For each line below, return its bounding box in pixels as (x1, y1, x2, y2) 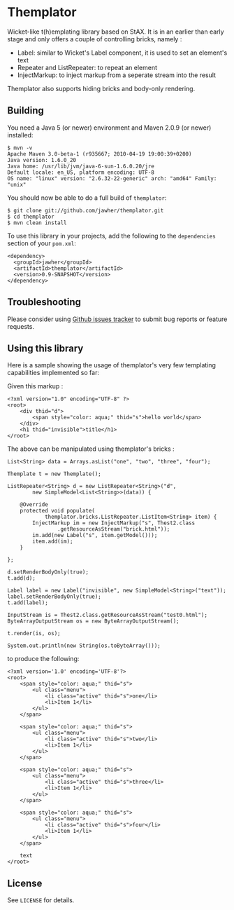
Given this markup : (7, 382, 64, 391)
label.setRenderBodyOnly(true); (7, 593, 101, 600)
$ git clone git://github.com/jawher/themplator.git (7, 207, 164, 214)
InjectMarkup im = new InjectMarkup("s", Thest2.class (32, 519, 196, 527)
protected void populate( (20, 508, 96, 515)
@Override (20, 501, 49, 508)
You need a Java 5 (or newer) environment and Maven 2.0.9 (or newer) (7, 123, 212, 132)
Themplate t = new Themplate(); (7, 470, 101, 477)
